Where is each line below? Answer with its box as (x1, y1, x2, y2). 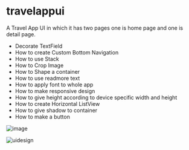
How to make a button (14, 113, 71, 120)
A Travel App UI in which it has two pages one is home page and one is (6, 24, 183, 31)
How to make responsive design (14, 87, 95, 94)
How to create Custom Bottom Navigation (14, 48, 119, 56)
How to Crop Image (14, 62, 64, 69)
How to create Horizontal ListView (14, 100, 100, 107)
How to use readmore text (14, 74, 80, 82)
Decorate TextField (14, 42, 63, 50)
